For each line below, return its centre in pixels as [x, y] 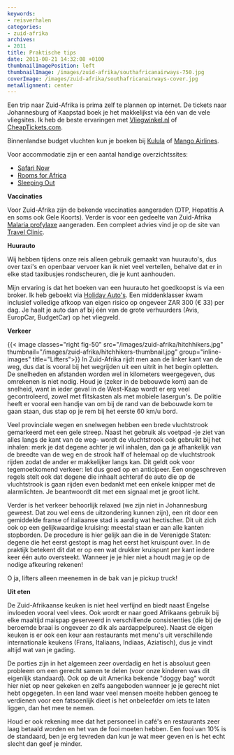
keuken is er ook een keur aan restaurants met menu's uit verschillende [110, 635]
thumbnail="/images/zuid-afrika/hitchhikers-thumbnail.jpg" [93, 352]
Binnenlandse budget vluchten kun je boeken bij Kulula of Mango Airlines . [113, 141]
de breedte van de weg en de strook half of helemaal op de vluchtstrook [111, 454]
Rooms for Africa [42, 175]
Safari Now [34, 168]
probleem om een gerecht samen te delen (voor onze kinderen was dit [108, 671]
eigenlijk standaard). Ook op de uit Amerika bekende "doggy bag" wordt [111, 678]
